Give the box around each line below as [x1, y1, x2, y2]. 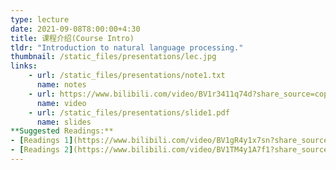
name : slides [36, 117, 92, 127]
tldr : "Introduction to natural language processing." [10, 42, 244, 53]
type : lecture [10, 14, 70, 25]
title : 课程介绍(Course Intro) [10, 33, 135, 43]
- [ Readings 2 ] [10, 145, 74, 155]
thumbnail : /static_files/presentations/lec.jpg [10, 52, 217, 62]
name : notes [36, 80, 87, 90]
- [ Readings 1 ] [10, 136, 74, 146]
